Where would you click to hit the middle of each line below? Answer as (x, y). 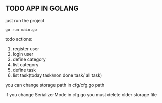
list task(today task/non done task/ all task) (57, 75)
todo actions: (19, 39)
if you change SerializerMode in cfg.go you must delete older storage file (81, 94)
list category (25, 64)
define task (24, 70)
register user (26, 48)
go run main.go (21, 30)
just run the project (25, 20)
